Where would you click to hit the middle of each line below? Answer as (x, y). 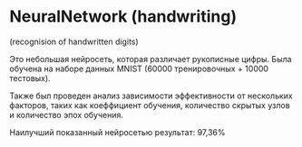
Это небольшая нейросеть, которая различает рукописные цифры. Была (151, 59)
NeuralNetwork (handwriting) (123, 17)
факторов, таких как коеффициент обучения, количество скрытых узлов (150, 105)
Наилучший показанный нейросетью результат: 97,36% (117, 132)
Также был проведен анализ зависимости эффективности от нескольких (151, 96)
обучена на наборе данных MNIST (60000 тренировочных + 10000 (139, 69)
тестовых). (30, 78)
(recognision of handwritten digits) (74, 41)
